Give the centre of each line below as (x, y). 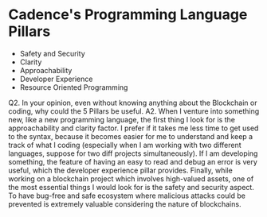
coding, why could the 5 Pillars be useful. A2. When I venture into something (134, 111)
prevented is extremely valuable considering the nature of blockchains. (125, 203)
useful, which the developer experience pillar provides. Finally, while (120, 170)
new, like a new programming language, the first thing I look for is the (122, 119)
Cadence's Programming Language (128, 15)
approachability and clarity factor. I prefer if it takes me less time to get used (133, 128)
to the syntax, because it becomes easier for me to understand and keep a (131, 136)
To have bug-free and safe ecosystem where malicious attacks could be (127, 196)
